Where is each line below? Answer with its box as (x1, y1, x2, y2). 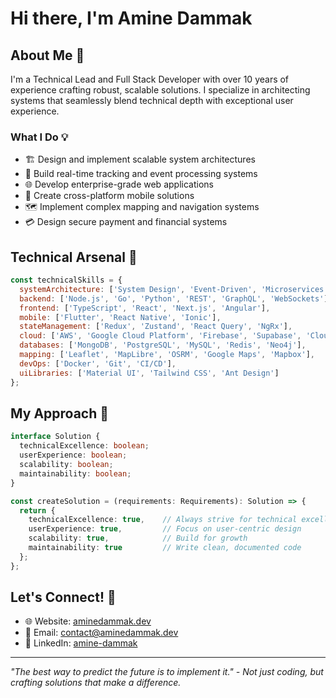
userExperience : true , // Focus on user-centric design (28, 524, 302, 534)
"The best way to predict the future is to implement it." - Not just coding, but (10, 666, 324, 678)
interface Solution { (10, 432, 101, 442)
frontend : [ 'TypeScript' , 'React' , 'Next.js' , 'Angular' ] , (19, 303, 271, 313)
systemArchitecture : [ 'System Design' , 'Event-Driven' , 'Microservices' (19, 284, 329, 294)
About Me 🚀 (10, 47, 85, 64)
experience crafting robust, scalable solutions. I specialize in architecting (10, 84, 311, 96)
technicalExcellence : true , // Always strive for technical (28, 515, 298, 525)
